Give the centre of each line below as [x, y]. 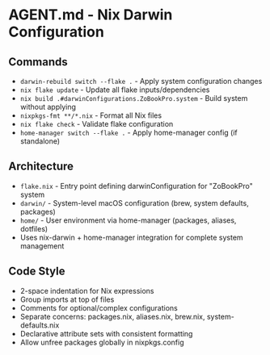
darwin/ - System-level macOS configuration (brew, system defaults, [134, 203]
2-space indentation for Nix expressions [87, 290]
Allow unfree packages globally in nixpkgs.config [102, 342]
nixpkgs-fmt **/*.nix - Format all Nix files [91, 115]
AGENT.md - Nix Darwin [91, 15]
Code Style [37, 271]
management [42, 246]
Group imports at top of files [67, 299]
